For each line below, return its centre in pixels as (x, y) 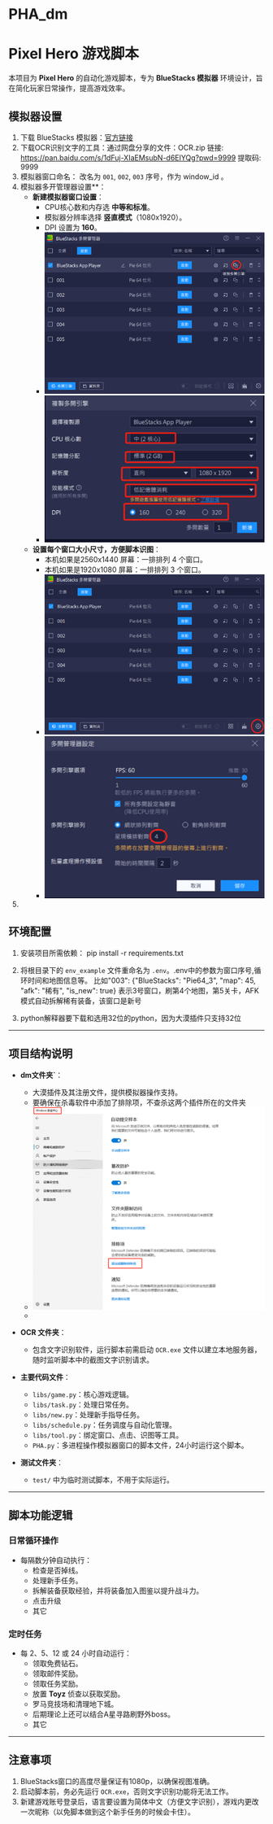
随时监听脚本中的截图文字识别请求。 (93, 1360)
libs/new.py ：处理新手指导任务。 (88, 1415)
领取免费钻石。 (57, 1664)
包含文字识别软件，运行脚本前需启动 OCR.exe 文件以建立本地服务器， (147, 1350)
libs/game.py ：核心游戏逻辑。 (83, 1394)
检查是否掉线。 (57, 1570)
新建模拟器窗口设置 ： (68, 197)
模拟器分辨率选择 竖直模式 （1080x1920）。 (115, 217)
